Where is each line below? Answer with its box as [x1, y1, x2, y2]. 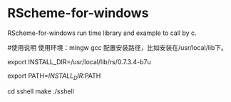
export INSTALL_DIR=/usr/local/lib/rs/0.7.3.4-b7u [7, 57, 151, 66]
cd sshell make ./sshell [7, 87, 75, 96]
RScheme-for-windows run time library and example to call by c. [7, 29, 197, 37]
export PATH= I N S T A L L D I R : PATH [7, 71, 101, 81]
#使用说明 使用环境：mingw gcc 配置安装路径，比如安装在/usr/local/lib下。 [7, 43, 228, 51]
